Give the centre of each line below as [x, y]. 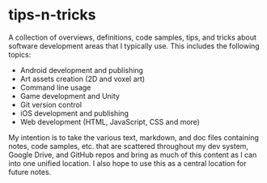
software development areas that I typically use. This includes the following [134, 45]
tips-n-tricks [52, 15]
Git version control [51, 104]
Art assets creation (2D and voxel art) [83, 79]
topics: [20, 54]
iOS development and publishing [74, 113]
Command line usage [55, 87]
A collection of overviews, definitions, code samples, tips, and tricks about [133, 37]
